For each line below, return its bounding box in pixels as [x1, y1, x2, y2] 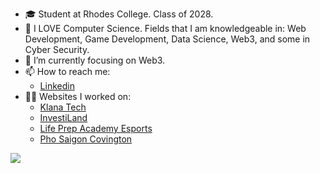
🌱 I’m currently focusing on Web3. [24, 54, 166, 66]
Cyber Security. [24, 44, 90, 55]
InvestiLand [39, 112, 88, 123]
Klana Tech [39, 101, 87, 113]
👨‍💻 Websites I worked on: [24, 91, 132, 102]
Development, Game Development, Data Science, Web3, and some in [24, 33, 311, 45]
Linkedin [39, 80, 75, 92]
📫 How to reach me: [24, 66, 111, 77]
